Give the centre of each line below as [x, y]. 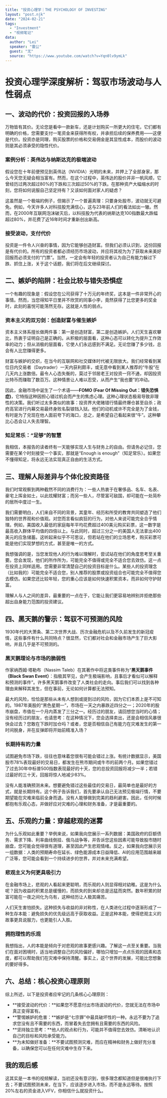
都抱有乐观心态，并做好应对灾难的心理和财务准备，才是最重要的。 [72, 804]
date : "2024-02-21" [25, 19]
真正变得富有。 [28, 1011]
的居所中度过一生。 [25, 502]
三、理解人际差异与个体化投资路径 [57, 477]
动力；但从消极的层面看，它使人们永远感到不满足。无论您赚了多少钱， [85, 344]
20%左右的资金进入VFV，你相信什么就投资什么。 [56, 1091]
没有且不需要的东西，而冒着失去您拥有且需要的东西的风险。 [82, 1023]
